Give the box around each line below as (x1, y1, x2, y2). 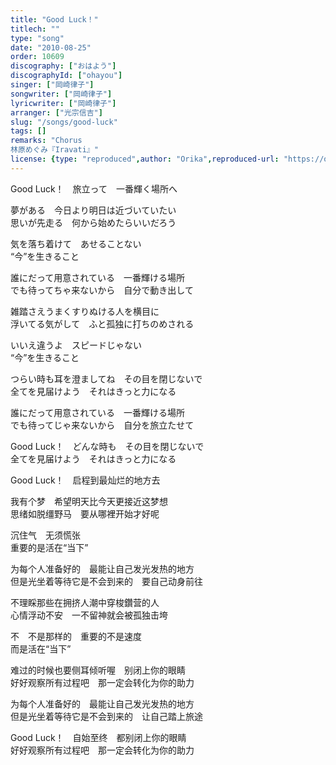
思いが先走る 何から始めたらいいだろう (10, 216, 177, 228)
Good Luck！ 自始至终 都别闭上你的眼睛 (10, 731, 187, 743)
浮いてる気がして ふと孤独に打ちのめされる (10, 317, 195, 330)
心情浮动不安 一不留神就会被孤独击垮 (10, 609, 168, 621)
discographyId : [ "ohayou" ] (10, 71, 123, 81)
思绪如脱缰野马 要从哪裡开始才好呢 (10, 507, 160, 520)
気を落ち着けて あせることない (10, 237, 142, 250)
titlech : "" (10, 24, 60, 34)
